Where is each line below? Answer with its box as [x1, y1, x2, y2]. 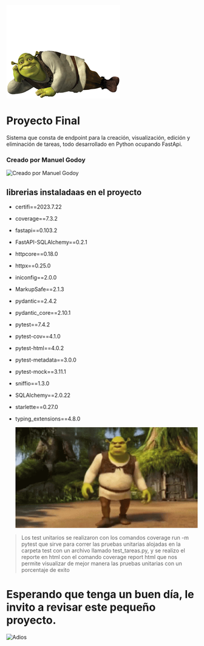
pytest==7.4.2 [15, 321, 50, 328]
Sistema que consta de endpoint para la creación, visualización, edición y [6, 134, 190, 141]
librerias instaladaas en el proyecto [6, 187, 142, 198]
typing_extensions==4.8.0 [15, 415, 81, 422]
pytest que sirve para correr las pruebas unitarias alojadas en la [21, 540, 181, 548]
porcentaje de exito [21, 566, 70, 574]
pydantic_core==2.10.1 [15, 309, 71, 317]
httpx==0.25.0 [15, 262, 51, 269]
